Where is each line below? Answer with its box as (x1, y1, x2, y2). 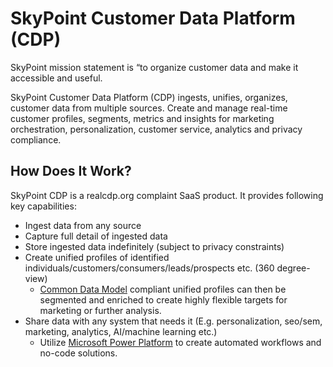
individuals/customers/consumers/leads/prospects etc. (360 (24, 262, 275, 274)
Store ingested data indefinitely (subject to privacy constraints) (24, 240, 285, 252)
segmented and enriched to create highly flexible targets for (39, 293, 288, 306)
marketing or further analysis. (39, 304, 162, 316)
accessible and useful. (10, 72, 103, 84)
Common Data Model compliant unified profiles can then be (39, 283, 287, 295)
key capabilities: (10, 200, 77, 212)
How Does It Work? (10, 163, 132, 180)
